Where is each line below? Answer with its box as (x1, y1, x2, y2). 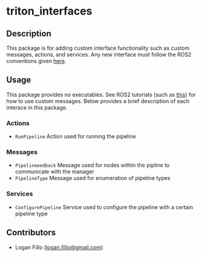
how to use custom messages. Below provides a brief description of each (6, 97, 190, 104)
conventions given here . (6, 58, 67, 64)
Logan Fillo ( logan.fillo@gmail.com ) (15, 244, 103, 251)
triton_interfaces (6, 4, 93, 18)
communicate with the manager (15, 168, 95, 175)
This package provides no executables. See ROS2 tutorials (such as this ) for (6, 91, 196, 98)
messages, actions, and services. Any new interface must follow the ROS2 (6, 51, 192, 58)
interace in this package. (6, 104, 68, 111)
